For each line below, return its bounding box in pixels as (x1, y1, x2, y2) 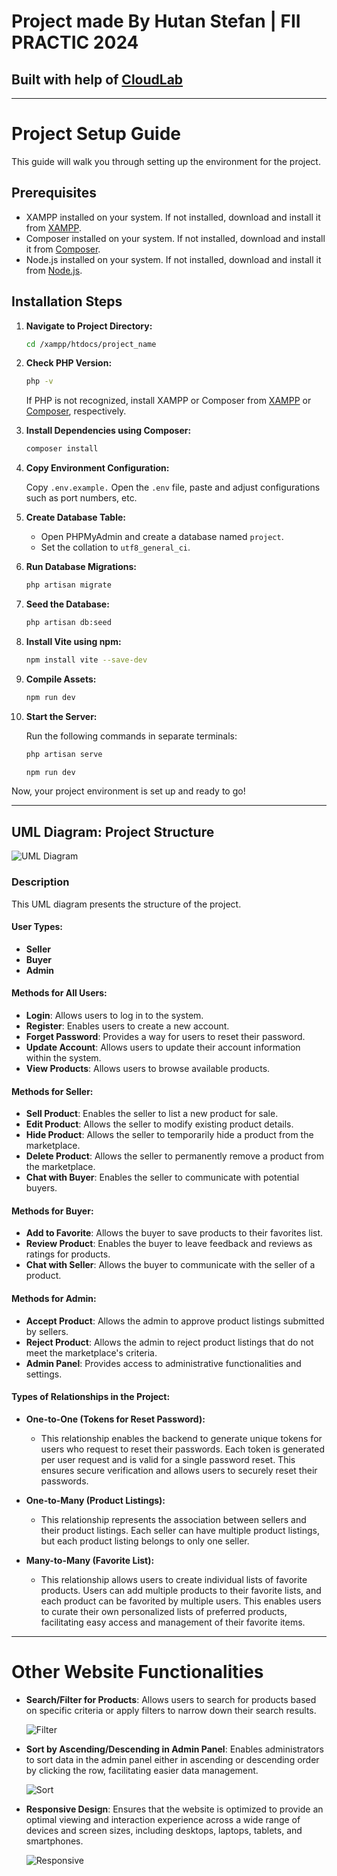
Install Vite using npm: (25, 635, 122, 647)
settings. (25, 1368, 63, 1380)
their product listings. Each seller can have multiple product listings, (40, 1524, 320, 1536)
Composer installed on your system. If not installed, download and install (25, 232, 326, 244)
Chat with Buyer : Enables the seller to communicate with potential (25, 1171, 300, 1184)
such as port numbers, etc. (25, 492, 138, 504)
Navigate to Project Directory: (25, 320, 153, 332)
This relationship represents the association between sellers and (40, 1513, 307, 1525)
